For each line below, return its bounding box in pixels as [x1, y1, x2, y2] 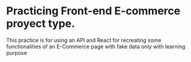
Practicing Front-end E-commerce [6, 4, 181, 18]
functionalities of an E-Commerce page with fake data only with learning [6, 43, 186, 50]
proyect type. [6, 17, 75, 30]
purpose [6, 49, 27, 56]
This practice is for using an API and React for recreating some [6, 36, 162, 44]
